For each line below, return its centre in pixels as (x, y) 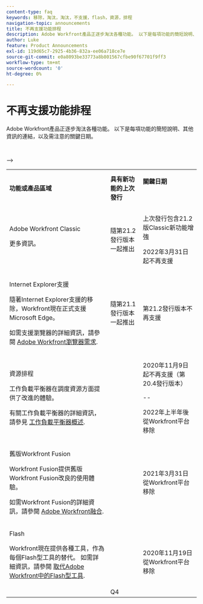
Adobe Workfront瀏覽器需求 (57, 342)
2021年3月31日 (166, 474)
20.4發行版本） (165, 384)
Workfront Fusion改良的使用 (49, 478)
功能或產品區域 (31, 188)
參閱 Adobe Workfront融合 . (66, 511)
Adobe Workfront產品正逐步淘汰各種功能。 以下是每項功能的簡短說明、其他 (100, 129)
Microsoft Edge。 (34, 318)
